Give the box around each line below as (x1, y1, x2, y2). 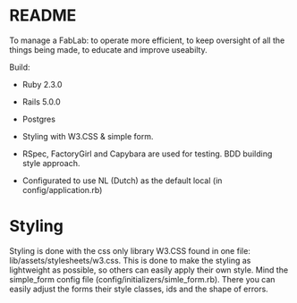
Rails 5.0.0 (21, 96, 61, 107)
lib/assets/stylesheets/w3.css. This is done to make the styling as (9, 255, 251, 265)
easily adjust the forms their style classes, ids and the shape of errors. (9, 283, 268, 294)
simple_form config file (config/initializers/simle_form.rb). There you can (9, 274, 276, 284)
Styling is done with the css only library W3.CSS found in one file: (9, 245, 250, 256)
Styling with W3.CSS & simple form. (21, 130, 154, 141)
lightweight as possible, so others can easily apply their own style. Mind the (9, 265, 289, 275)
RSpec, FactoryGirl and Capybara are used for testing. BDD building (21, 148, 273, 159)
